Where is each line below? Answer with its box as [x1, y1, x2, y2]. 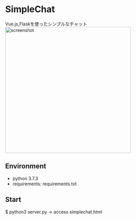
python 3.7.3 [12, 175, 39, 181]
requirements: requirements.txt [12, 181, 77, 187]
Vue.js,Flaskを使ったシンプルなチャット [5, 21, 87, 27]
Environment [5, 162, 47, 171]
